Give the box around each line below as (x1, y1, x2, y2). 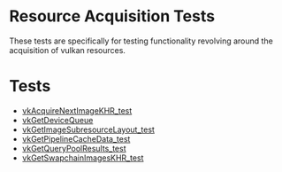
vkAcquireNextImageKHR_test (21, 105, 133, 116)
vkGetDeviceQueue (21, 114, 94, 125)
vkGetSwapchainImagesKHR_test (21, 152, 144, 163)
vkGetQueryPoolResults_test (21, 143, 126, 153)
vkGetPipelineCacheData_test (21, 133, 131, 144)
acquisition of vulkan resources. (9, 44, 126, 55)
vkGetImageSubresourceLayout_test (21, 124, 155, 135)
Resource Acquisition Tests (9, 6, 215, 27)
